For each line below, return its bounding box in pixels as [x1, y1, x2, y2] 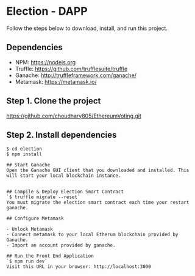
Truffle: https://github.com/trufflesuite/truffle [15, 65, 128, 72]
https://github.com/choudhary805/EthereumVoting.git [6, 112, 142, 119]
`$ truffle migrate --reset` [6, 194, 80, 200]
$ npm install [6, 151, 43, 157]
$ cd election [6, 146, 43, 152]
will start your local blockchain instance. [6, 173, 121, 179]
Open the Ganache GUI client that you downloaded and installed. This [6, 167, 190, 174]
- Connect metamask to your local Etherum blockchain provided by [6, 231, 179, 238]
